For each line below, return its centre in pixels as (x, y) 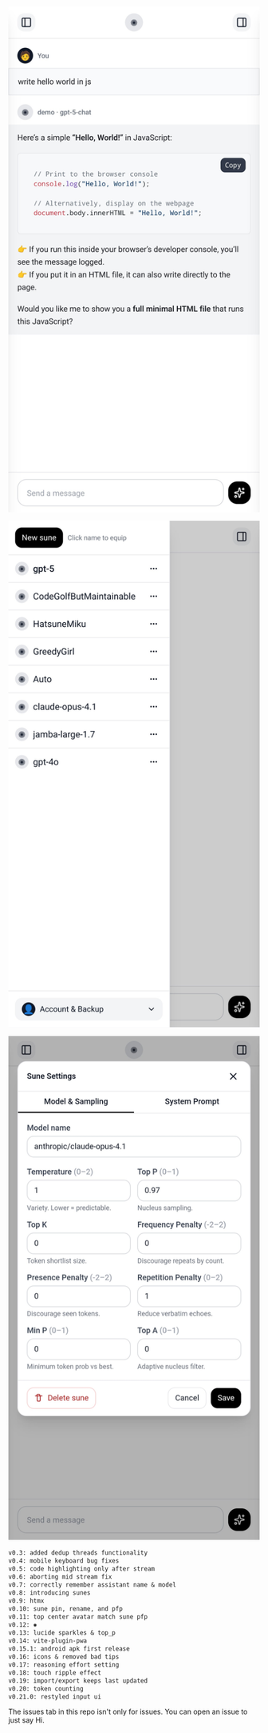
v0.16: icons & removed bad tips (64, 1657)
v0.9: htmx (26, 1601)
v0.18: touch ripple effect (55, 1673)
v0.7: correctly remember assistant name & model (93, 1585)
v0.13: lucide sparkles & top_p (62, 1633)
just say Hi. (27, 1720)
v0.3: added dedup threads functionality (78, 1553)
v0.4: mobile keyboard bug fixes (64, 1561)
